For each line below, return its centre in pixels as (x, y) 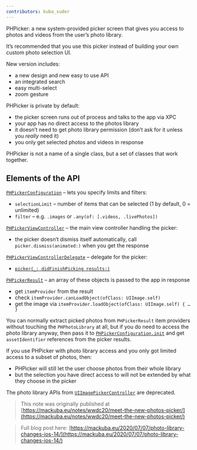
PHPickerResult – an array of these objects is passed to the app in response (98, 280)
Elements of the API (43, 179)
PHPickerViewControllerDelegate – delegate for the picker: (77, 257)
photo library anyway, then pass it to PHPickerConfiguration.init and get (95, 333)
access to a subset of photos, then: (49, 357)
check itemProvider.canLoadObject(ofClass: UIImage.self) (88, 298)
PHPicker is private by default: (43, 105)
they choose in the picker (45, 381)
